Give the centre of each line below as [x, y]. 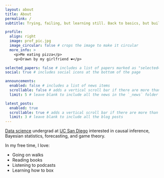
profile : [14, 32]
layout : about [20, 9]
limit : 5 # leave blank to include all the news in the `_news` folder [84, 95]
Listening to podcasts [34, 165]
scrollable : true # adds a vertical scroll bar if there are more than [84, 112]
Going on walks [28, 155]
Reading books [27, 160]
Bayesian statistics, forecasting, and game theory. [55, 136]
